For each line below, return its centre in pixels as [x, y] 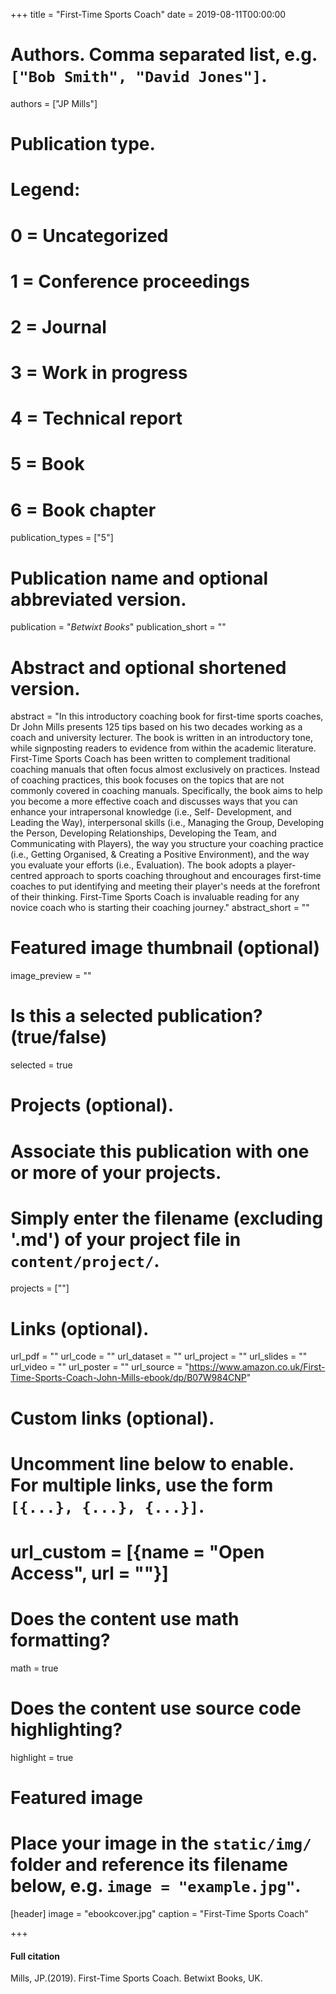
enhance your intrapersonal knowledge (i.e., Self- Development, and [151, 812]
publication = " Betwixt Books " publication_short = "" [118, 627]
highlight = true [42, 1757]
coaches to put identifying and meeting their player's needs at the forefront [165, 886]
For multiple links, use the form [142, 1485]
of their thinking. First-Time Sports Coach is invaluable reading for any [155, 897]
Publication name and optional [139, 578]
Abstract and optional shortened [148, 667]
